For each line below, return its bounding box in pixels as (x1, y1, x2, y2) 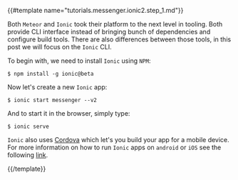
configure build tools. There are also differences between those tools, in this (7, 35, 232, 44)
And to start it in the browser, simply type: (7, 109, 130, 117)
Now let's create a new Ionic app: (7, 83, 108, 91)
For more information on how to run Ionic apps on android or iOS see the (7, 143, 222, 151)
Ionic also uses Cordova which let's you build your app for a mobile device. (7, 136, 229, 144)
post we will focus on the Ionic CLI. (7, 43, 112, 51)
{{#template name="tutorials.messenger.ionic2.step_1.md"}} (7, 6, 184, 14)
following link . (7, 151, 48, 159)
